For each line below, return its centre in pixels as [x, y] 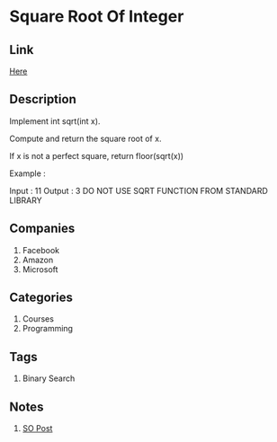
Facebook [41, 250]
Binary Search [49, 378]
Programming [48, 329]
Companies [42, 229]
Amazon [38, 260]
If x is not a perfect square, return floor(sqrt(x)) [97, 155]
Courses [38, 319]
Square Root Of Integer [97, 17]
